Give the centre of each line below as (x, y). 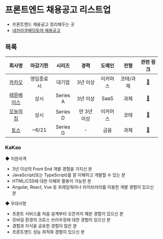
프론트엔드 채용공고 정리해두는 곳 (43, 24)
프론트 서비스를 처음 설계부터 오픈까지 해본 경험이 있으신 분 (68, 214)
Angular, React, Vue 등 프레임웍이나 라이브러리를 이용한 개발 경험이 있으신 (83, 187)
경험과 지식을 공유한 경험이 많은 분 (44, 226)
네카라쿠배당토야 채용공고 (36, 30)
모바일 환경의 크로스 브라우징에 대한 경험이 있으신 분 (61, 220)
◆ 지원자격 (16, 159)
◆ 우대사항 (16, 204)
